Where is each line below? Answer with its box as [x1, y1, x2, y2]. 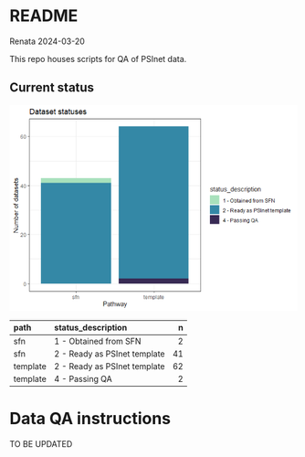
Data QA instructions [9, 408, 172, 429]
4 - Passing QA [54, 374, 112, 385]
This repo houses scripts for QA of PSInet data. [9, 53, 187, 64]
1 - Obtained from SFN [54, 335, 142, 346]
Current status [9, 80, 94, 96]
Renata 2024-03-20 [9, 36, 85, 47]
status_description [54, 322, 128, 334]
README [9, 5, 79, 27]
